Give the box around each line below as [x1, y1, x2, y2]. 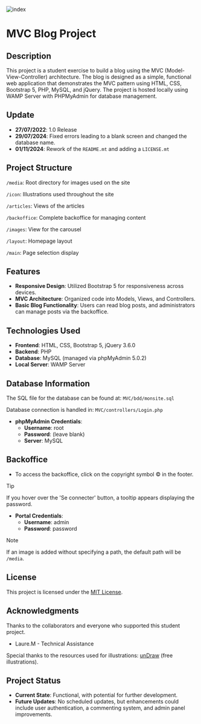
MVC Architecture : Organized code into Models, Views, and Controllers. [14, 295, 196, 303]
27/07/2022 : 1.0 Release [14, 126, 77, 133]
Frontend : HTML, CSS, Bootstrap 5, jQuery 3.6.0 [14, 342, 136, 349]
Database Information [6, 378, 91, 389]
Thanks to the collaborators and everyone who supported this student [6, 622, 180, 629]
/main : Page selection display [6, 249, 79, 256]
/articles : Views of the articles [6, 202, 85, 210]
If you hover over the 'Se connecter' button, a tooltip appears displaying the [6, 494, 195, 501]
